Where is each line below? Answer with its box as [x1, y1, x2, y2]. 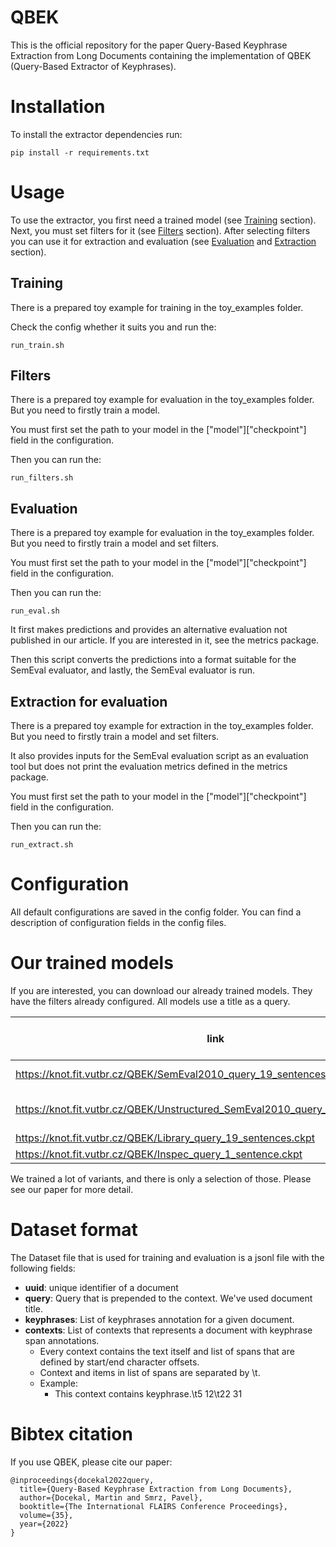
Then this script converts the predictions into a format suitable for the [10, 654, 297, 666]
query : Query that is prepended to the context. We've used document [24, 1292, 313, 1304]
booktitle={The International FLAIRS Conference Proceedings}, [19, 1501, 288, 1511]
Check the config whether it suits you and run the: [10, 321, 217, 333]
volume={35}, [19, 1510, 74, 1520]
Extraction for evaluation [10, 693, 168, 710]
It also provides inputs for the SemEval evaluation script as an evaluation [10, 750, 309, 762]
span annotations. [24, 1334, 100, 1346]
